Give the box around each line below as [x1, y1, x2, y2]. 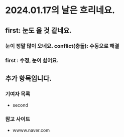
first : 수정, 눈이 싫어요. [5, 57, 59, 64]
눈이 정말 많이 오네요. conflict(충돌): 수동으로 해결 [5, 42, 119, 49]
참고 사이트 [5, 116, 31, 123]
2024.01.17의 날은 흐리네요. [5, 5, 115, 16]
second [12, 102, 29, 108]
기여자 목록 [5, 90, 31, 97]
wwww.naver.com [12, 127, 50, 133]
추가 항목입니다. [5, 74, 52, 83]
